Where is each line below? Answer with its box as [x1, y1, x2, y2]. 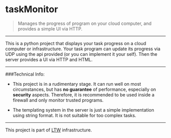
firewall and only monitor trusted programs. [12, 97, 104, 103]
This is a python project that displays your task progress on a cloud [5, 40, 147, 46]
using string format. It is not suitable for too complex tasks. [12, 112, 136, 118]
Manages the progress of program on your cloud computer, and [17, 20, 152, 26]
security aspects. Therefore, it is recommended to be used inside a [12, 91, 155, 97]
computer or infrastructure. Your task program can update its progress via [5, 46, 161, 52]
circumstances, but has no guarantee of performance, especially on [12, 86, 156, 92]
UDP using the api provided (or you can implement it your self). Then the [5, 51, 158, 57]
